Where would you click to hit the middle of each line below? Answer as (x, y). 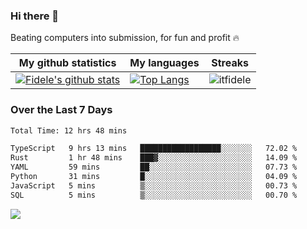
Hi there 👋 (35, 16)
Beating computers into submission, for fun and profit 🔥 (125, 38)
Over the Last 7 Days (61, 110)
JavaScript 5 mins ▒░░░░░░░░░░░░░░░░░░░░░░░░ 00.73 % (154, 185)
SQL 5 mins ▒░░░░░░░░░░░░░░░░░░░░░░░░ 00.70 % (154, 195)
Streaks (230, 63)
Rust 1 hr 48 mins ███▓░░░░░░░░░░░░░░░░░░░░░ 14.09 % (154, 158)
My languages (164, 63)
